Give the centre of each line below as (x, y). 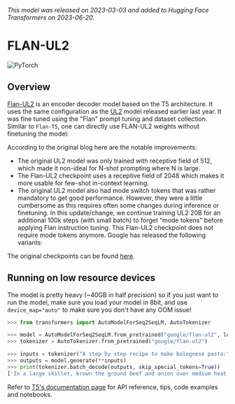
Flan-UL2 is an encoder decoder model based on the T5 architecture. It (110, 103)
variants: (30, 242)
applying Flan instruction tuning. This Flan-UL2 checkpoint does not (115, 227)
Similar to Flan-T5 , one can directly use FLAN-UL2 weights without (104, 126)
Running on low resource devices (81, 278)
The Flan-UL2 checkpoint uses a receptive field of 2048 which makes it (121, 175)
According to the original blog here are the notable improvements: (102, 147)
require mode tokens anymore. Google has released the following (112, 235)
